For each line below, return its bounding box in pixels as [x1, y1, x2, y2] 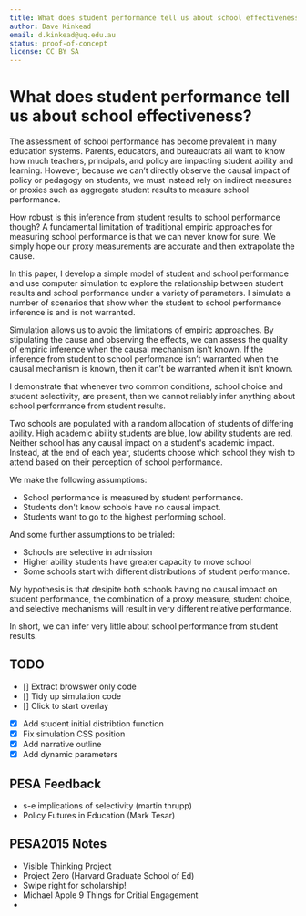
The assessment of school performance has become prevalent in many [9, 136, 277, 147]
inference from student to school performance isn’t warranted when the [9, 354, 280, 365]
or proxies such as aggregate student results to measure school [9, 184, 249, 196]
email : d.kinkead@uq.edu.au [9, 30, 117, 39]
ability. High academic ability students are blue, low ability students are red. [9, 427, 293, 438]
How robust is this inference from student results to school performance [9, 211, 280, 223]
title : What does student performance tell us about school [9, 13, 243, 23]
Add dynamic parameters [22, 749, 118, 760]
